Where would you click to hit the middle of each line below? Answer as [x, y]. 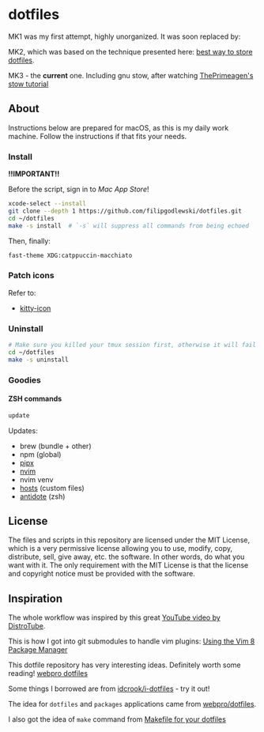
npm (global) [40, 454]
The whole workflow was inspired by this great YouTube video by [115, 617]
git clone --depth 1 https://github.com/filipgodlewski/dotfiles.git [125, 211]
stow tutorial [28, 84]
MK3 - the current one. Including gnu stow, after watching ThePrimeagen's [131, 75]
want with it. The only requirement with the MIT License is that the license [128, 565]
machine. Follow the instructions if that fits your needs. [98, 136]
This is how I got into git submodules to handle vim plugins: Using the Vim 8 [132, 641]
